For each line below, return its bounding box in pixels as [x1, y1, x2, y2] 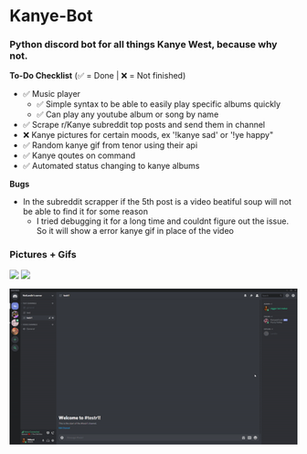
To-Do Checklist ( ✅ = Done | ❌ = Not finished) [9, 70, 186, 81]
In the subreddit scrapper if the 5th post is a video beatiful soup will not [22, 196, 292, 207]
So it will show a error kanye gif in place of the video [36, 226, 235, 237]
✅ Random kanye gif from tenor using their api [22, 140, 198, 151]
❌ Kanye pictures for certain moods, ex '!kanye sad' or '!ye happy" [22, 130, 274, 141]
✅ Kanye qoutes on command [22, 150, 136, 161]
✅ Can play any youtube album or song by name [36, 109, 219, 120]
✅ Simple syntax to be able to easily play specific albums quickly [36, 99, 281, 110]
